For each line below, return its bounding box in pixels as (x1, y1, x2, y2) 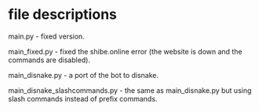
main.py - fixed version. (8, 31, 85, 41)
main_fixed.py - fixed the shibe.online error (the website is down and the (8, 46, 243, 56)
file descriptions (8, 6, 118, 24)
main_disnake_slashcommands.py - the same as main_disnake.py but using (8, 85, 252, 95)
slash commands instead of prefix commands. (8, 94, 158, 103)
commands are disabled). (8, 55, 91, 65)
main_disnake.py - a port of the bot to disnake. (8, 70, 159, 80)
